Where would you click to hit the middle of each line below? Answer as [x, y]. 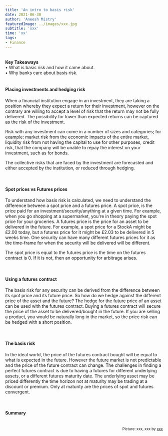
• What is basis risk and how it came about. [50, 67]
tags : [11, 38]
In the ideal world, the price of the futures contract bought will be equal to [81, 354]
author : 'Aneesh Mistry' [31, 19]
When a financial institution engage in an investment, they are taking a [77, 100]
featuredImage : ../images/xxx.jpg [41, 24]
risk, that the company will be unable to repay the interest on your [73, 147]
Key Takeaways [22, 62]
